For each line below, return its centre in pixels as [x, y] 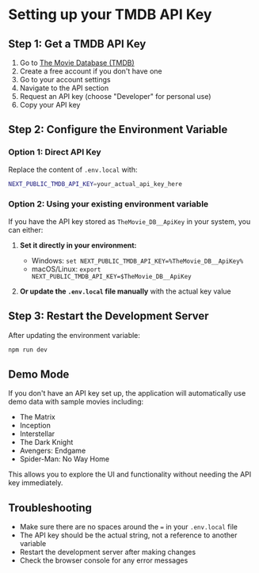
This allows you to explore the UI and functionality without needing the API [130, 474]
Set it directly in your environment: [78, 245]
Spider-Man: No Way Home [65, 459]
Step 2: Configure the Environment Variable [118, 129]
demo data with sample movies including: [76, 402]
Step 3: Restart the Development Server [109, 316]
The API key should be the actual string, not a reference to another [128, 535]
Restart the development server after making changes [108, 552]
